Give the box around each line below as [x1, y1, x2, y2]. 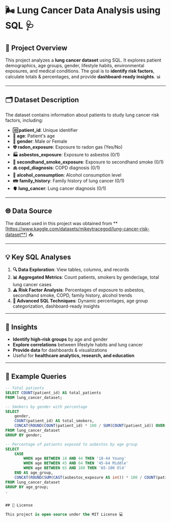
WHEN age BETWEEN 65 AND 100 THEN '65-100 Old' [23, 465, 126, 471]
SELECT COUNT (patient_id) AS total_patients [5, 390, 101, 395]
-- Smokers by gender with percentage [5, 404, 88, 409]
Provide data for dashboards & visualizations [12, 347, 107, 353]
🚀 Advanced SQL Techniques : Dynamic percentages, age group [12, 298, 149, 304]
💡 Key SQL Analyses [5, 253, 71, 262]
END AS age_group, [14, 470, 53, 476]
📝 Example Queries [5, 372, 67, 380]
